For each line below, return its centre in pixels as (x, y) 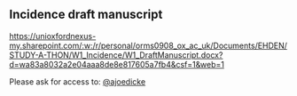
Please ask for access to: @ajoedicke (78, 81)
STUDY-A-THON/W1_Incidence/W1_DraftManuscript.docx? (116, 55)
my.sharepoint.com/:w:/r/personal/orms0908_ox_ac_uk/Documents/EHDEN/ (148, 45)
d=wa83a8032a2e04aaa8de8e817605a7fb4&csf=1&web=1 (117, 64)
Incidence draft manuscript (86, 15)
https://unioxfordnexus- (53, 36)
